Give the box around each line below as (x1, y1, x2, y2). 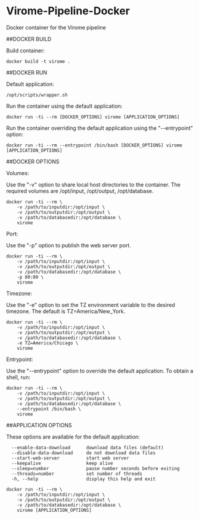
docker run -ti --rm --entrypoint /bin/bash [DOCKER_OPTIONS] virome (6, 142, 183, 148)
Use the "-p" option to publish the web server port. (6, 241, 131, 248)
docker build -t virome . (6, 58, 70, 64)
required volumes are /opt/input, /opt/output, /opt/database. (6, 187, 154, 194)
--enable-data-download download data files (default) (11, 445, 164, 450)
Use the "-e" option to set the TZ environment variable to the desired (6, 301, 176, 308)
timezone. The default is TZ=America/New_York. (6, 307, 126, 315)
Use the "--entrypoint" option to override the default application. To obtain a (6, 367, 194, 374)
